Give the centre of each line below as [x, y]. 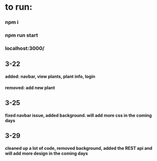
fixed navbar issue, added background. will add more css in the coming [78, 115]
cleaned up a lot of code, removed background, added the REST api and [79, 148]
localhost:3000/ [25, 48]
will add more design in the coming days [47, 153]
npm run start [21, 36]
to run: [19, 7]
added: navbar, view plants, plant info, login [50, 76]
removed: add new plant [30, 88]
